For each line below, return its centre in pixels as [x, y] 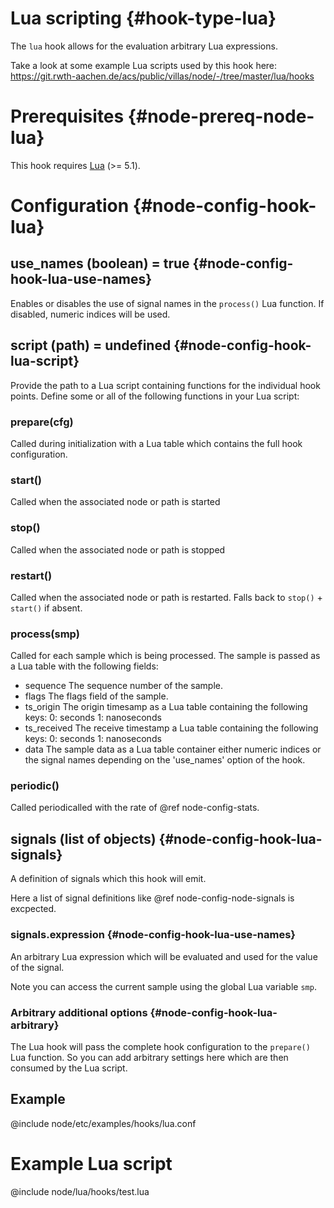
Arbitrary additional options [79, 1012]
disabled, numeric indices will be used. [90, 314]
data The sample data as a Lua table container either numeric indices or [173, 749]
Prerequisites [67, 116]
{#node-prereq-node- [221, 116]
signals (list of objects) [83, 838]
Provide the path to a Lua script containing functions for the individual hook [165, 385]
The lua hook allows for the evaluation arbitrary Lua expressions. [144, 46]
